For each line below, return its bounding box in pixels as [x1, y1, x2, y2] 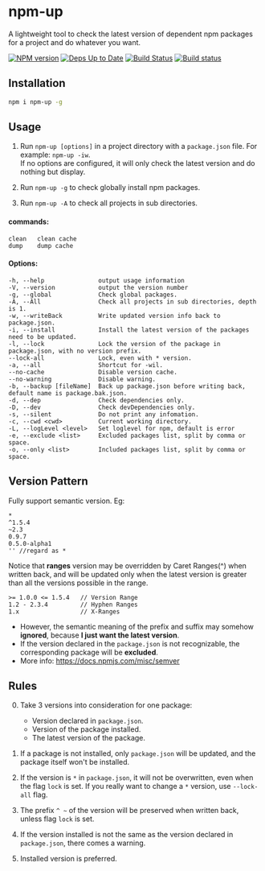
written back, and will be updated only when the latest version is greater [8, 569, 247, 579]
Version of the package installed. [31, 724, 141, 734]
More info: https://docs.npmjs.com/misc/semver [19, 655, 181, 666]
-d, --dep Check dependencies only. [8, 396, 185, 404]
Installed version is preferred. [19, 854, 118, 864]
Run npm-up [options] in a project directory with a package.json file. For [19, 142, 258, 151]
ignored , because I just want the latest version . [19, 630, 180, 640]
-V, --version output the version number [8, 283, 189, 291]
